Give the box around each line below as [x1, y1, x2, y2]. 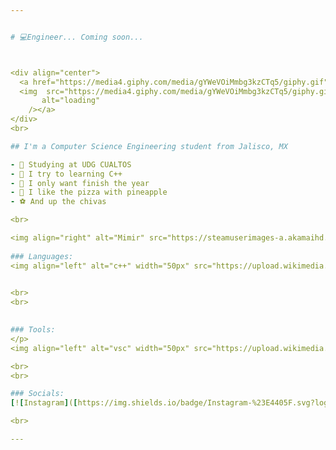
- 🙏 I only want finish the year [10, 178, 150, 188]
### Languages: [10, 251, 74, 261]
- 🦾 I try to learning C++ [10, 169, 123, 179]
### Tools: [10, 325, 56, 335]
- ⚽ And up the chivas [10, 197, 107, 207]
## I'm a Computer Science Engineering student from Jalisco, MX [10, 141, 288, 151]
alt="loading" [41, 96, 101, 106]
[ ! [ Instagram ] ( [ [10, 398, 78, 408]
